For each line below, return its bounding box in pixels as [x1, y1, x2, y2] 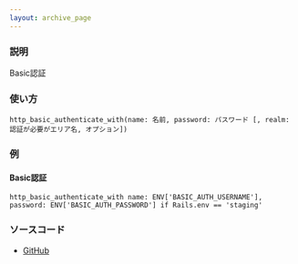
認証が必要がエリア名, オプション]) [9, 125, 128, 135]
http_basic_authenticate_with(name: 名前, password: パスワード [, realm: [9, 116, 290, 125]
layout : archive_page [9, 13, 92, 23]
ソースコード [9, 224, 66, 237]
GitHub [22, 245, 50, 256]
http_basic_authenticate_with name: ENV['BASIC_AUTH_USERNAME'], [9, 193, 262, 202]
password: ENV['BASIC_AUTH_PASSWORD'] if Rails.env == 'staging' [9, 201, 262, 210]
